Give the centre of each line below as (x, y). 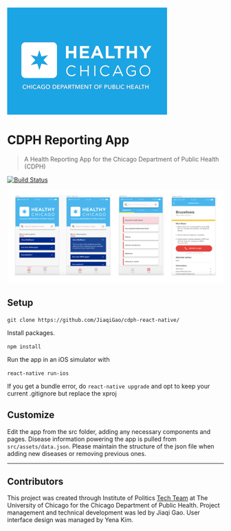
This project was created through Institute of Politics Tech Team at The (108, 498)
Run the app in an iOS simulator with (58, 359)
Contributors (35, 481)
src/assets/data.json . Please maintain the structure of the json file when (111, 446)
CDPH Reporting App (68, 140)
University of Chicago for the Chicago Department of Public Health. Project (113, 506)
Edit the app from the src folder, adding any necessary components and (109, 431)
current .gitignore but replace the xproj (62, 393)
